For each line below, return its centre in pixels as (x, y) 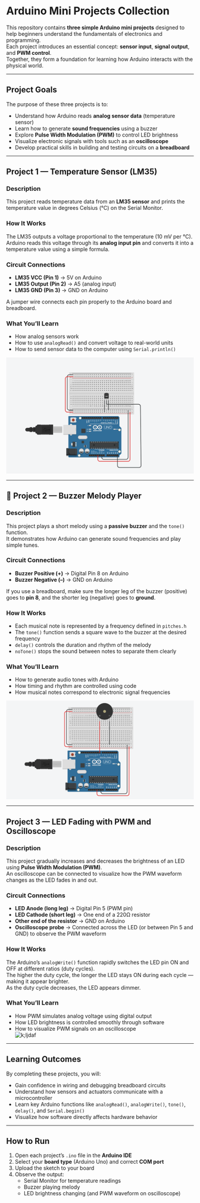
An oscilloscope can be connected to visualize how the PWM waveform (94, 873)
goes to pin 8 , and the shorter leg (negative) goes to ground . (81, 597)
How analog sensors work (47, 337)
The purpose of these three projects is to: (57, 104)
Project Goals (32, 90)
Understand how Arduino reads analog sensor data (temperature (95, 116)
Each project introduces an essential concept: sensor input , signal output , (98, 46)
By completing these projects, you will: (54, 1074)
